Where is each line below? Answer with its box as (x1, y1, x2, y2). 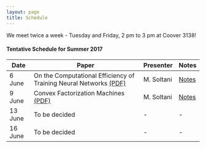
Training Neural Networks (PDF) (33, 79, 126, 87)
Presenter (143, 61, 173, 69)
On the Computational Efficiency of (33, 71, 135, 80)
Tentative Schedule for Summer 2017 (6, 45, 103, 53)
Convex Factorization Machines (33, 89, 124, 97)
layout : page (6, 9, 40, 15)
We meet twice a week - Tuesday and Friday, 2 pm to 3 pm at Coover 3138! (6, 31, 197, 39)
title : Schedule (6, 15, 48, 21)
